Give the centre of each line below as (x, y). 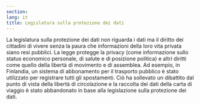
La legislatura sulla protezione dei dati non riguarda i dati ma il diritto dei (95, 40)
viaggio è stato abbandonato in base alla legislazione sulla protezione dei (96, 91)
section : (17, 12)
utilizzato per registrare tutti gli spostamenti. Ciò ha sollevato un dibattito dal (100, 78)
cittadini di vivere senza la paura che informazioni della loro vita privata (94, 46)
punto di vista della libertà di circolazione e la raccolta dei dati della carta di (99, 84)
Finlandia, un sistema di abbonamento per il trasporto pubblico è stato (93, 72)
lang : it (17, 17)
